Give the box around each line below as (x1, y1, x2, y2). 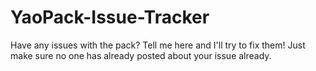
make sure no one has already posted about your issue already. (10, 49, 272, 61)
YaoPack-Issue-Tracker (10, 6, 210, 29)
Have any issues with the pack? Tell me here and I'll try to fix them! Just (10, 39, 306, 51)
